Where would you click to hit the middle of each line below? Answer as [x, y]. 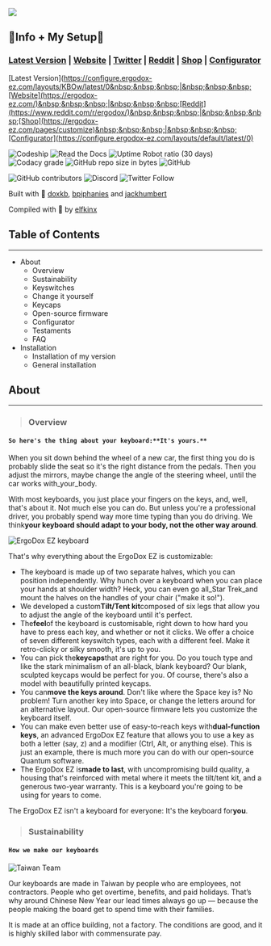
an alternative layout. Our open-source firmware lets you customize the [139, 709]
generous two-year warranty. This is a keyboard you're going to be [131, 787]
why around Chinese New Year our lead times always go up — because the [133, 900]
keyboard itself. [46, 718]
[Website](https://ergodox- [53, 95]
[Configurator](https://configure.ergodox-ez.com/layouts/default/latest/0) [131, 138]
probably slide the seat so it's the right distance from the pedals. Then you [132, 467]
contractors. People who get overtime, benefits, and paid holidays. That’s [130, 892]
